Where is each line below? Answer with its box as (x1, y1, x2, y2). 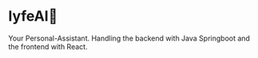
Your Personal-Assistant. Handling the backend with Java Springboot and (8, 33, 250, 43)
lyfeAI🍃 (8, 7, 58, 25)
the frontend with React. (8, 41, 88, 51)
